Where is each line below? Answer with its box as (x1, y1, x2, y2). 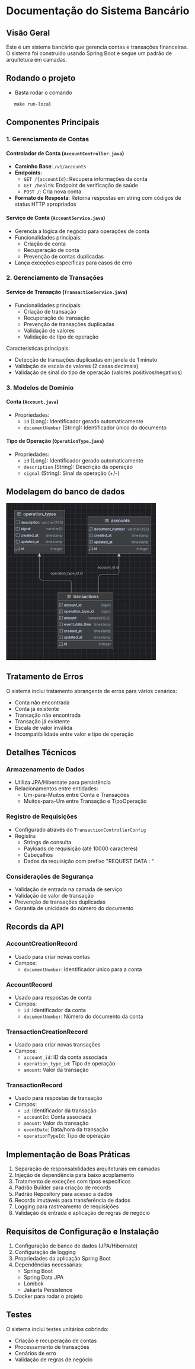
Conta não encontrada (14, 698, 70, 706)
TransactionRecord (6, 1081, 63, 1089)
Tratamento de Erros (6, 672, 84, 682)
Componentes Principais (6, 117, 100, 127)
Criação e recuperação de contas (14, 1337, 97, 1344)
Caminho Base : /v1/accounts (14, 163, 87, 170)
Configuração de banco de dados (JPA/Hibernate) (14, 1242, 138, 1249)
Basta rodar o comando (14, 89, 72, 96)
